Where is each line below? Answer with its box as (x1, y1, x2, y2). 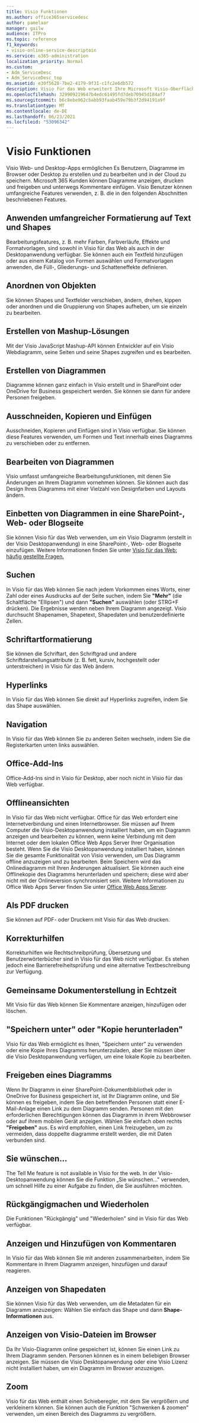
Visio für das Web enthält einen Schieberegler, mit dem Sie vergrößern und (6, 1397, 190, 1405)
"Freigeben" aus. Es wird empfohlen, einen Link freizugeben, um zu (6, 1124, 173, 1131)
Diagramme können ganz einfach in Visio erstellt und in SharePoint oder (6, 381, 182, 389)
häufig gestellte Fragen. (6, 553, 64, 560)
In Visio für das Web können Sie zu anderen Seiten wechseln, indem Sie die (6, 735, 191, 742)
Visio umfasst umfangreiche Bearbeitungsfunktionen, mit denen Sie (6, 472, 171, 479)
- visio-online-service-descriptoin (6, 48, 97, 53)
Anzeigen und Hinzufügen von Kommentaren (6, 1238, 176, 1248)
